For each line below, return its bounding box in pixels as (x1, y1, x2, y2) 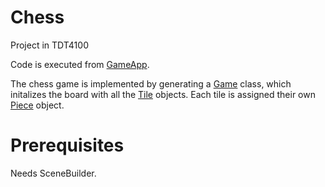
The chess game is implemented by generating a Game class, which (10, 77, 292, 90)
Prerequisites (10, 134, 125, 157)
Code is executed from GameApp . (10, 58, 150, 70)
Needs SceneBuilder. (10, 167, 97, 179)
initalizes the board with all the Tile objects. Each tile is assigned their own (10, 88, 316, 100)
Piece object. (10, 99, 65, 111)
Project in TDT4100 (10, 39, 89, 51)
